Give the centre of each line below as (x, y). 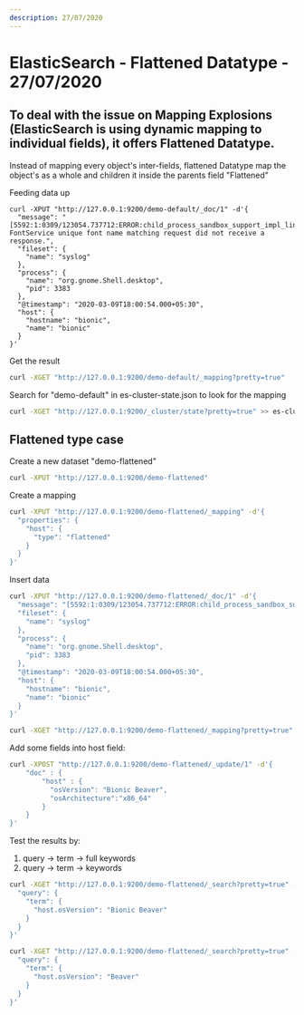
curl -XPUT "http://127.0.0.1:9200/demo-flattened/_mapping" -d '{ (137, 512)
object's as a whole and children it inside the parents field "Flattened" (139, 175)
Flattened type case (67, 439)
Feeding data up (40, 192)
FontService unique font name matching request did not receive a (137, 233)
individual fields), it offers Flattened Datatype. (142, 144)
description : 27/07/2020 (56, 18)
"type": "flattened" (72, 537)
